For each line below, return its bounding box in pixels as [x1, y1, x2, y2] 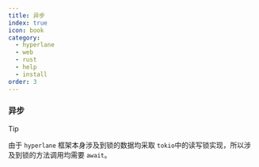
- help [15, 63, 37, 71]
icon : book [8, 26, 44, 34]
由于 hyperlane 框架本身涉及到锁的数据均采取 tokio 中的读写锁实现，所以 [8, 140, 245, 150]
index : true [8, 19, 48, 27]
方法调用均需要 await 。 [35, 150, 112, 159]
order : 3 [8, 78, 37, 85]
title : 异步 [8, 11, 45, 20]
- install [15, 70, 48, 78]
